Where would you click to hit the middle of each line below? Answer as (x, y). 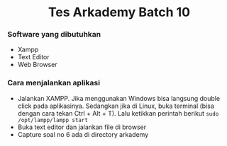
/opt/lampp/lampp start (53, 120)
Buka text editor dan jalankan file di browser (82, 127)
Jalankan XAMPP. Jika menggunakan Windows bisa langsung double (119, 98)
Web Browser (38, 65)
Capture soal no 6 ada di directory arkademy (83, 134)
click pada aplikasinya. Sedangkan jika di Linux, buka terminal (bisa (116, 106)
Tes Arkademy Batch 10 (119, 12)
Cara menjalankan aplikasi (54, 83)
